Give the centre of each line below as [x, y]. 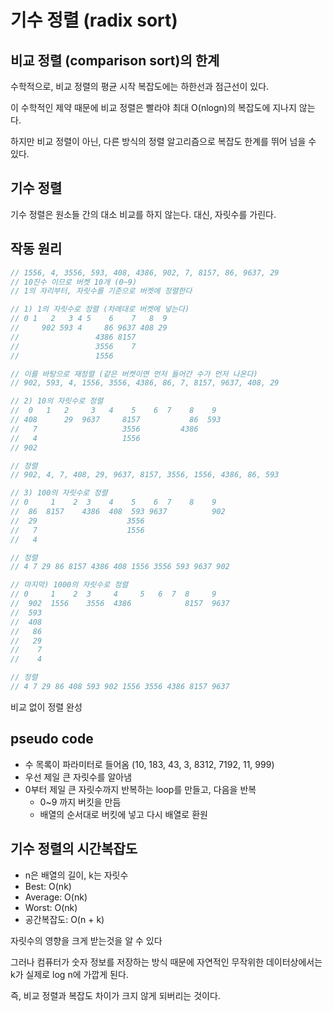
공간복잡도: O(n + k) [64, 919]
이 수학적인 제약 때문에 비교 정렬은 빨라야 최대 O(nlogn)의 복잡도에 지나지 [153, 107]
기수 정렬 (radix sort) [94, 20]
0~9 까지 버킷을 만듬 [80, 802]
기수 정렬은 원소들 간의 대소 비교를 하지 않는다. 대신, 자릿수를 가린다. [143, 214]
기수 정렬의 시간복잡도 [74, 849]
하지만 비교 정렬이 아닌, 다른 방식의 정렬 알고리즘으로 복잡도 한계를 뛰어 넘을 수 [163, 141]
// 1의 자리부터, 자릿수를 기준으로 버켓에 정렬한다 [101, 291]
